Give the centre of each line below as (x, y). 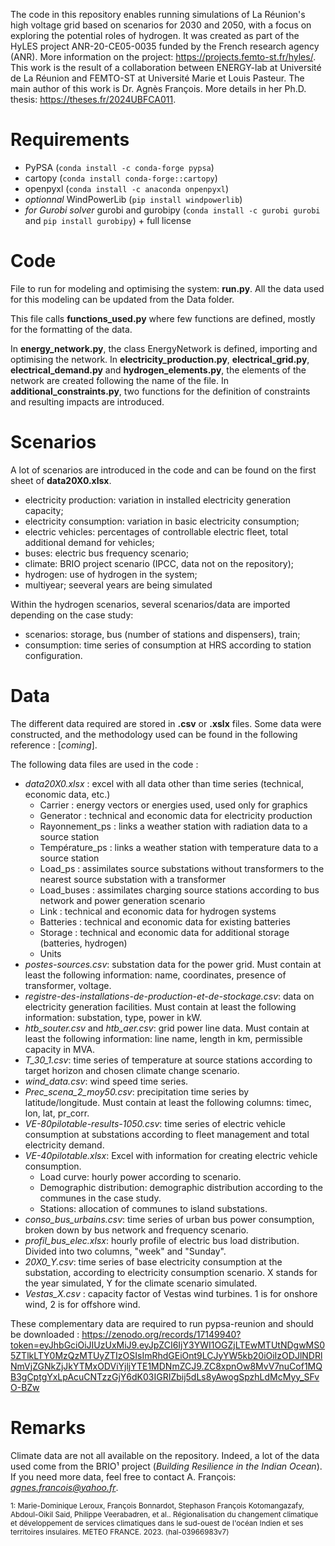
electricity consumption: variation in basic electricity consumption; (162, 521)
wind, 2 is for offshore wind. (82, 1304)
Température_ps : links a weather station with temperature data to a (179, 847)
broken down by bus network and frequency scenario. (136, 1230)
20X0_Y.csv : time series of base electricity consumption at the (153, 1261)
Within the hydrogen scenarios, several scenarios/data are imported (150, 604)
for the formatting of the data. (71, 329)
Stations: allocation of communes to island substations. (153, 1208)
